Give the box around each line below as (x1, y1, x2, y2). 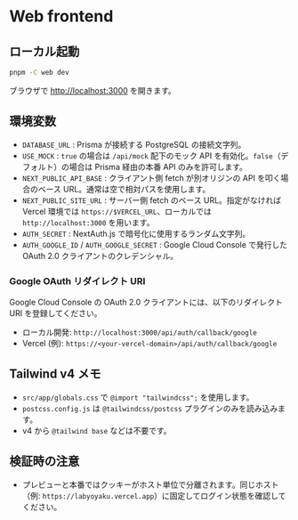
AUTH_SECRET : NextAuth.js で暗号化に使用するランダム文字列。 (21, 228, 251, 239)
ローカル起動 (9, 44, 80, 59)
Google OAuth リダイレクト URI (9, 274, 146, 287)
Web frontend (9, 6, 114, 27)
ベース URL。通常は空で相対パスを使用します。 (37, 183, 211, 194)
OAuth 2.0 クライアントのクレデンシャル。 (21, 250, 179, 261)
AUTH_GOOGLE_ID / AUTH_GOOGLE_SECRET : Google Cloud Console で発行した (21, 239, 287, 250)
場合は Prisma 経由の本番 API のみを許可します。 (68, 161, 247, 172)
